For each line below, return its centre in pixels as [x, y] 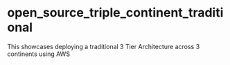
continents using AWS [39, 54]
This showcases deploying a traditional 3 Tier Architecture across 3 [104, 46]
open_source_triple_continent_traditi [115, 13]
